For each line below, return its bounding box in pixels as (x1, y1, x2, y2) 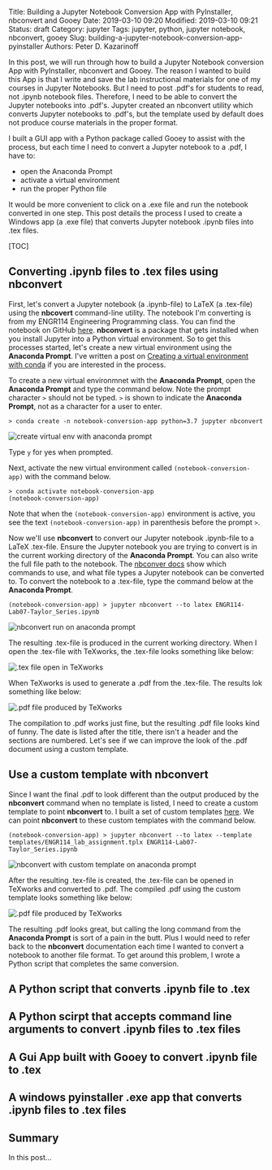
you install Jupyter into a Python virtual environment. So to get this (8, 334, 231, 343)
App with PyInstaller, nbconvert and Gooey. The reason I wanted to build (8, 66, 251, 76)
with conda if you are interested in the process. (8, 360, 166, 369)
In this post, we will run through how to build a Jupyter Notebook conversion (8, 57, 264, 67)
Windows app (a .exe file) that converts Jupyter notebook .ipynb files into (8, 217, 254, 226)
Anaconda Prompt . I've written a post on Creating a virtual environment (8, 351, 249, 360)
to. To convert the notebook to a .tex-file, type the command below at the (8, 576, 254, 586)
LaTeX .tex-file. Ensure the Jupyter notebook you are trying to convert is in (8, 541, 258, 552)
